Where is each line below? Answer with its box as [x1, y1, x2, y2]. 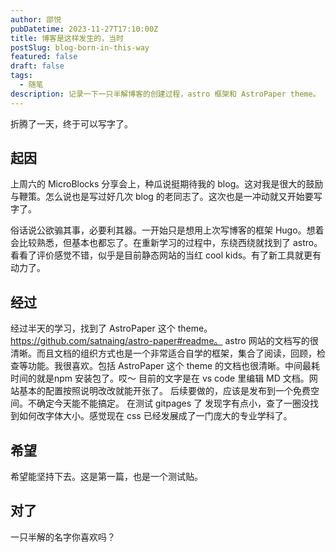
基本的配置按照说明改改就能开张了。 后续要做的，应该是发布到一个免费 [18, 385, 311, 397]
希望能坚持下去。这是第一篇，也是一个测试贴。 [10, 471, 203, 483]
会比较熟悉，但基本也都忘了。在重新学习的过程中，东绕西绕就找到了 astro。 [10, 237, 323, 249]
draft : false [10, 61, 65, 71]
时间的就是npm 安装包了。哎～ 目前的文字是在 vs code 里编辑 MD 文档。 [10, 372, 310, 385]
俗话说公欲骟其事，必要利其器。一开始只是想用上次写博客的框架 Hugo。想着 [10, 224, 325, 236]
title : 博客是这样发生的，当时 [10, 33, 124, 43]
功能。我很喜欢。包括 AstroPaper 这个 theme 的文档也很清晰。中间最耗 [27, 360, 321, 372]
